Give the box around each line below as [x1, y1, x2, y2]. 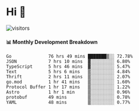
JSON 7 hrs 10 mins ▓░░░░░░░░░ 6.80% [6, 58, 131, 65]
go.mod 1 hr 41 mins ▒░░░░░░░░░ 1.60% [6, 79, 131, 85]
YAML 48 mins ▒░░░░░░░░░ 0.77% [6, 99, 131, 106]
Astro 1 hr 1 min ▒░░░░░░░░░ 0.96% [6, 89, 131, 95]
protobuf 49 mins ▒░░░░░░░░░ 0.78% [6, 95, 131, 100]
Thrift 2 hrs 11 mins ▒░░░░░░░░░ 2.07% [6, 74, 131, 80]
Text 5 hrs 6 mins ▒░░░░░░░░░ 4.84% [6, 69, 131, 75]
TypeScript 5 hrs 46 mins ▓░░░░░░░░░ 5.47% [6, 64, 131, 70]
